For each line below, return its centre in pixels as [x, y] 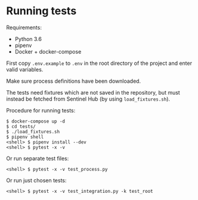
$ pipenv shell [25, 137]
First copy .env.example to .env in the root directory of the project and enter [99, 63]
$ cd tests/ [21, 126]
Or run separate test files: [38, 158]
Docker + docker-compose [48, 51]
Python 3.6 [28, 39]
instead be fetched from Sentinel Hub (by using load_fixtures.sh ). [88, 99]
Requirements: [24, 27]
